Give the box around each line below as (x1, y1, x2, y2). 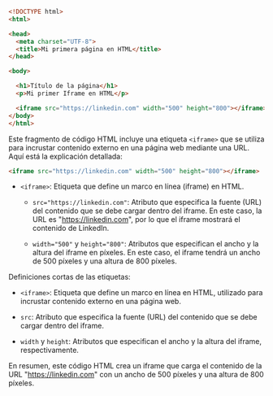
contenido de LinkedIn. (32, 224, 110, 233)
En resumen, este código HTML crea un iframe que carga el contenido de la (8, 361, 262, 371)
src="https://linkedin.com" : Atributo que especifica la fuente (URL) (32, 198, 262, 207)
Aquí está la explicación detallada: (8, 151, 123, 161)
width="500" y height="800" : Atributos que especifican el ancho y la (32, 239, 259, 249)
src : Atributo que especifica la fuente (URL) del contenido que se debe (19, 312, 258, 322)
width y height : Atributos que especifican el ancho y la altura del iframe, (19, 337, 262, 346)
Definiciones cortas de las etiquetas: (8, 272, 132, 282)
